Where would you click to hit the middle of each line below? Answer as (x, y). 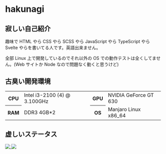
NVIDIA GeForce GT (131, 95)
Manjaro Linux (124, 109)
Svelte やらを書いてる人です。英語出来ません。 (53, 48)
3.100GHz (36, 101)
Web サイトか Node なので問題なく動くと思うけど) (67, 64)
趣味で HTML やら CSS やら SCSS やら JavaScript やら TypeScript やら (78, 41)
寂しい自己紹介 (28, 28)
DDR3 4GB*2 (40, 112)
